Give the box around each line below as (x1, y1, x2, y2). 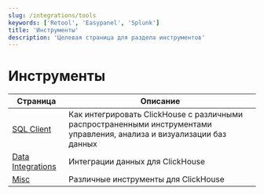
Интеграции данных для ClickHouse (68, 156, 206, 167)
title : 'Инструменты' (8, 26, 79, 34)
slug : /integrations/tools (8, 11, 97, 20)
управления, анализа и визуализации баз (68, 129, 226, 140)
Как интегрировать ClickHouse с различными (68, 109, 244, 120)
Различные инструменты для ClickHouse (68, 174, 225, 185)
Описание (140, 96, 181, 107)
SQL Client (12, 123, 52, 134)
